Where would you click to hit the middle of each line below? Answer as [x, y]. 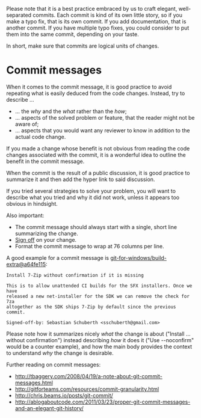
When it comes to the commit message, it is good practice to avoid [89, 87]
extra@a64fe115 [26, 264]
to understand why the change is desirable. [60, 353]
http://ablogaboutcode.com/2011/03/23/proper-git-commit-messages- [103, 402]
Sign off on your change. [46, 239]
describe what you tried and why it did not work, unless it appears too [93, 197]
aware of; [27, 124]
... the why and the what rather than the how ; [71, 111]
